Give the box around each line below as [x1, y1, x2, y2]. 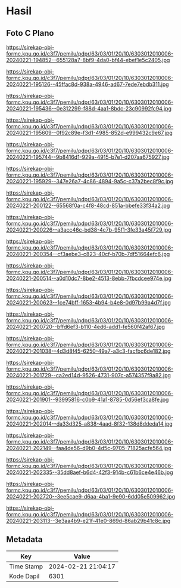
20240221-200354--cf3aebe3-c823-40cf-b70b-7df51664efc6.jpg [6, 251, 170, 257]
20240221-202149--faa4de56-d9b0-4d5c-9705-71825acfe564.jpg [6, 445, 171, 451]
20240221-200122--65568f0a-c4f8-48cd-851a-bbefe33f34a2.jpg [6, 202, 170, 209]
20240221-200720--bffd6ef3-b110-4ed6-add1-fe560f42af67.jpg [6, 324, 165, 330]
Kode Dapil [9, 572, 40, 580]
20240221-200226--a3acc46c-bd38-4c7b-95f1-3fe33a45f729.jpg [6, 226, 171, 233]
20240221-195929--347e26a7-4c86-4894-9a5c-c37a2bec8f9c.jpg [6, 178, 174, 184]
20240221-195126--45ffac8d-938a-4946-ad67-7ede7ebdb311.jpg [6, 81, 169, 88]
